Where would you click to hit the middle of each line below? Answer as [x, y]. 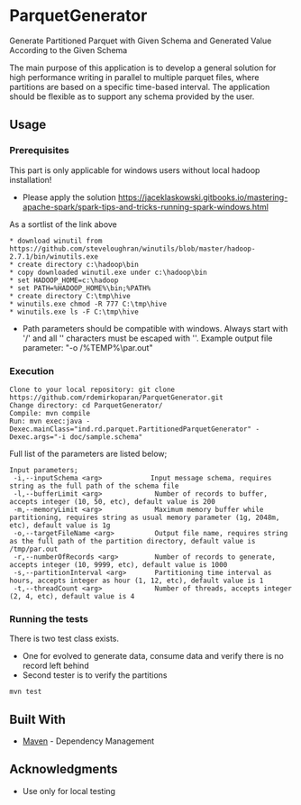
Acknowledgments [64, 769]
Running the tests [49, 618]
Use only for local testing [68, 791]
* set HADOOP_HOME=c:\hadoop [64, 280]
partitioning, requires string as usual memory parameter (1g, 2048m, [145, 517]
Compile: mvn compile [50, 413]
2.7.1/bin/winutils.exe [54, 256]
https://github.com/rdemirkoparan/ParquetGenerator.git [116, 398]
